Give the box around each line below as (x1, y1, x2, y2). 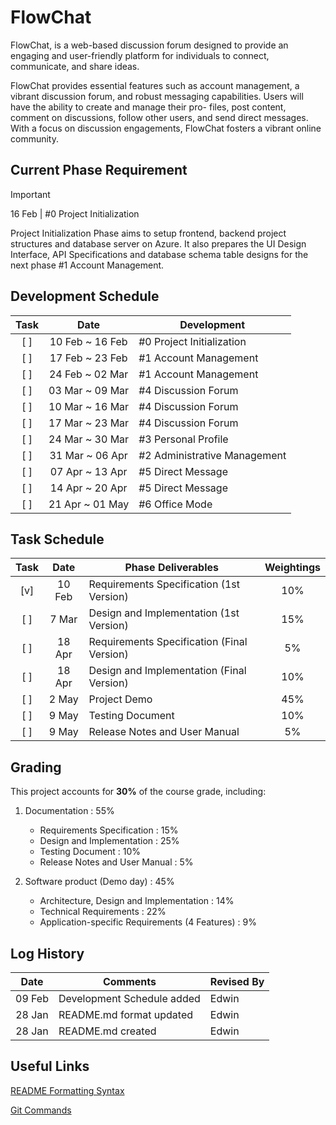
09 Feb (15, 992, 49, 1005)
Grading (10, 759, 62, 776)
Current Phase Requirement (10, 162, 188, 179)
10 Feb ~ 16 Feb (49, 334, 128, 348)
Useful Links (10, 1058, 90, 1075)
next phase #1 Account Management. (10, 259, 165, 271)
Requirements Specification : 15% (39, 824, 179, 836)
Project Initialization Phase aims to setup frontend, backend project (10, 227, 287, 239)
